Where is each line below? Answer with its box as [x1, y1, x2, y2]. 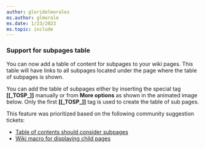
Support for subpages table [6, 46, 90, 55]
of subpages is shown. [6, 73, 64, 80]
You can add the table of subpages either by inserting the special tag [6, 85, 181, 92]
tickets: [6, 116, 25, 124]
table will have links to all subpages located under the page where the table [6, 67, 198, 74]
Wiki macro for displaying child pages [15, 135, 111, 142]
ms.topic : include [6, 26, 53, 32]
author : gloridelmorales [6, 9, 70, 15]
